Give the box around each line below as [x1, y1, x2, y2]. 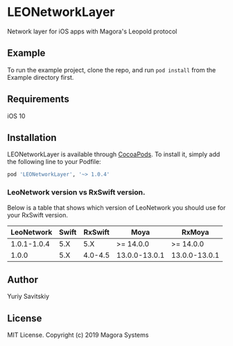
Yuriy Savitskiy [7, 293, 50, 301]
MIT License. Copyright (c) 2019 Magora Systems [7, 331, 149, 339]
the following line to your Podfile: [7, 158, 102, 166]
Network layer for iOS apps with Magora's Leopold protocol [7, 27, 178, 35]
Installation [7, 131, 57, 143]
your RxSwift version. [7, 211, 68, 219]
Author [7, 274, 38, 286]
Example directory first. [7, 73, 74, 81]
